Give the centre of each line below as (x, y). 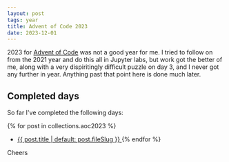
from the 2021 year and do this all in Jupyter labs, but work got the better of (115, 60)
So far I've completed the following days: (66, 113)
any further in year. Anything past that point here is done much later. (104, 74)
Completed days (43, 96)
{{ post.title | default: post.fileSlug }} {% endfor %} (89, 139)
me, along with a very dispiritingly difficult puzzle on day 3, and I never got (113, 67)
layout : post (26, 13)
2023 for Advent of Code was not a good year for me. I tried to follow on (110, 52)
